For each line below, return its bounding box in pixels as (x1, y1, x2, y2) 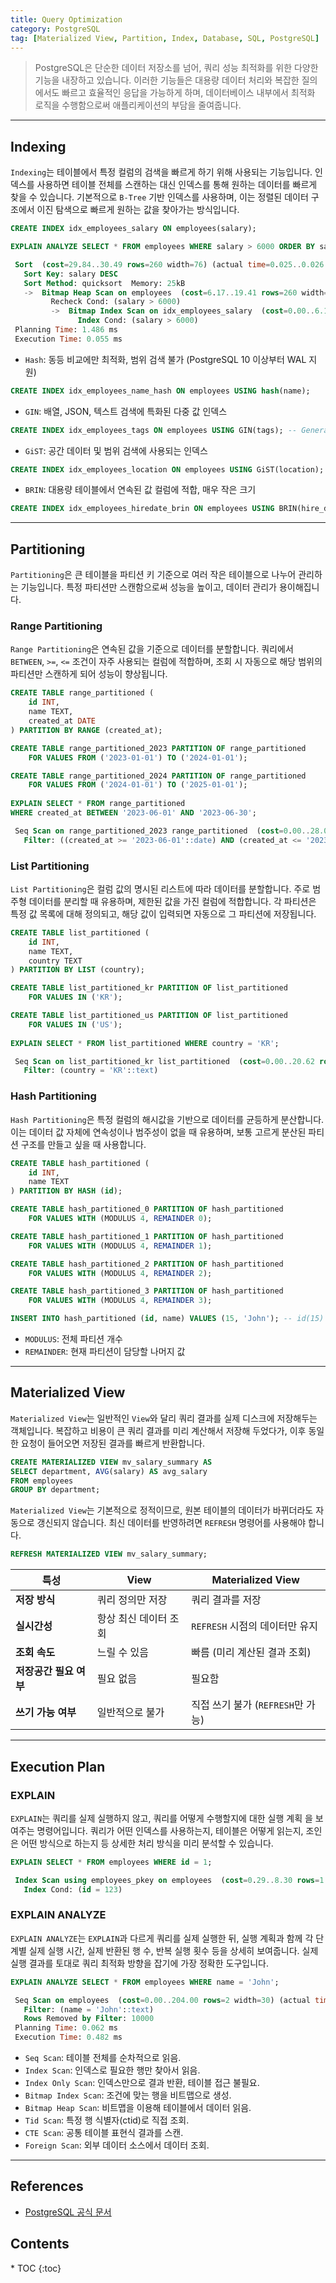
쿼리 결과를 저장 (191, 1593, 262, 1607)
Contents (10, 2236, 70, 2253)
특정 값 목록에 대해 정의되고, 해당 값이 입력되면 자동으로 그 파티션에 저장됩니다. (10, 907, 317, 920)
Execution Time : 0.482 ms (14, 2032, 123, 2043)
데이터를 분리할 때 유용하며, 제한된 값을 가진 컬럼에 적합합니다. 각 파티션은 (28, 895, 317, 907)
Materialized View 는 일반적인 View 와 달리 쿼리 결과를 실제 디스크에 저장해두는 (10, 1412, 318, 1424)
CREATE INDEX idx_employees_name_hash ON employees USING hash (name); (10, 386, 311, 396)
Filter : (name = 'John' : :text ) (23, 2004, 155, 2015)
